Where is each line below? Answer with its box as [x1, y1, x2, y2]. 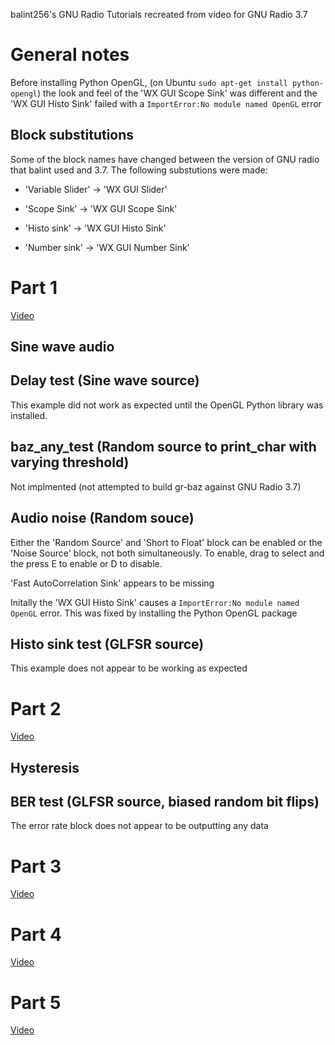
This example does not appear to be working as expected [10, 662, 248, 674]
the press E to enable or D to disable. [10, 557, 163, 569]
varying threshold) [10, 454, 130, 471]
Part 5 [10, 991, 62, 1014]
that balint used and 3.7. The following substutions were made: [10, 164, 268, 176]
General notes [10, 44, 130, 66]
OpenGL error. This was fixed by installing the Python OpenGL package [10, 607, 298, 619]
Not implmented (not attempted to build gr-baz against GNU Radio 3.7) [10, 480, 302, 493]
